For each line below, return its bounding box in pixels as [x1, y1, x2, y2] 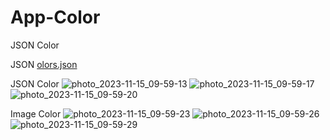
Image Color [10, 107, 62, 120]
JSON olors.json [10, 58, 78, 70]
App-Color [10, 6, 101, 29]
